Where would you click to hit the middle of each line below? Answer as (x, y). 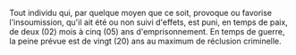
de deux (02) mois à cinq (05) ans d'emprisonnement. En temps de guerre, (147, 31)
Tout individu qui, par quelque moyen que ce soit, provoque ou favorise (141, 13)
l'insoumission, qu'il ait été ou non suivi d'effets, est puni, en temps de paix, (148, 22)
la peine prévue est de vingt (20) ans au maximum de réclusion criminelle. (145, 41)
